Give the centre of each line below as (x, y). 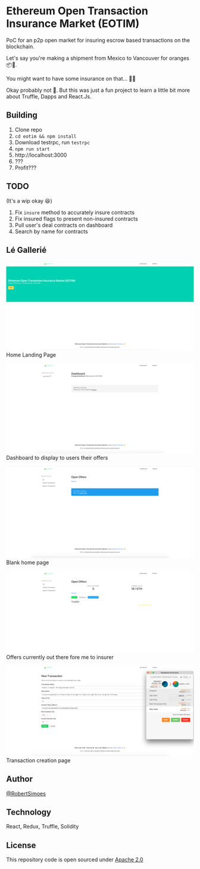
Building (22, 115)
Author (19, 779)
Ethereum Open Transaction (77, 11)
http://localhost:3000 (41, 155)
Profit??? (26, 168)
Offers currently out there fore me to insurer (60, 657)
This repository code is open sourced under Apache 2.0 (75, 859)
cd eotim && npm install (46, 136)
